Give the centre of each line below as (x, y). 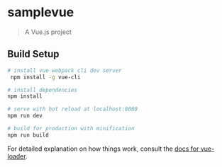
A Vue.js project (48, 32)
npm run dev (25, 116)
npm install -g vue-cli (45, 77)
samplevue (41, 12)
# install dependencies (43, 90)
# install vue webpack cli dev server (65, 70)
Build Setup (33, 54)
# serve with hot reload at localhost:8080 (73, 109)
